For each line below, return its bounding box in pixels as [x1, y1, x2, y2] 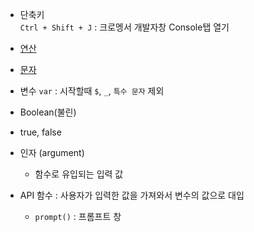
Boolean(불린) [19, 106, 77, 118]
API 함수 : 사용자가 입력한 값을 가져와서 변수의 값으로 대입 [19, 189, 245, 201]
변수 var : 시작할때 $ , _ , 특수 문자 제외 [19, 85, 165, 97]
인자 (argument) [19, 147, 85, 158]
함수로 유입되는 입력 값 [34, 168, 124, 180]
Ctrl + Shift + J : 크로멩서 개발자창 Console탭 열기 [19, 21, 230, 33]
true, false [19, 126, 62, 138]
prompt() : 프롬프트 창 [34, 211, 122, 222]
